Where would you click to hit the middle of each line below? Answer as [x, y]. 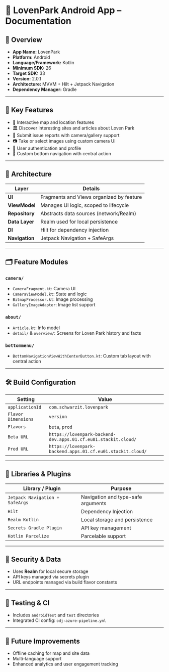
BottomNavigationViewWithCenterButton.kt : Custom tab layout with [81, 355]
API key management [106, 528]
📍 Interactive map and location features [53, 122]
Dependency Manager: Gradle [45, 89]
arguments [94, 503]
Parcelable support [104, 536]
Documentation [38, 21]
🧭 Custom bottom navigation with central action [62, 153]
